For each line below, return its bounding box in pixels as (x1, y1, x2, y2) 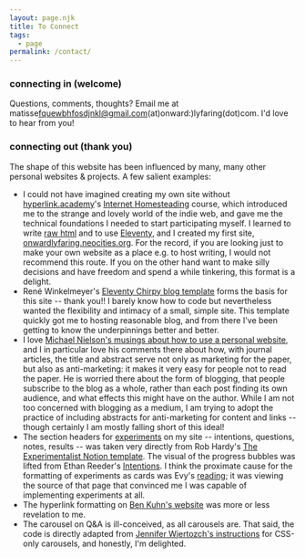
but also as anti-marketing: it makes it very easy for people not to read (22, 363, 287, 374)
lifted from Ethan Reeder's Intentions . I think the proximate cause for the (22, 460, 293, 471)
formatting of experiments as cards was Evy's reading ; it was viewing (22, 469, 284, 480)
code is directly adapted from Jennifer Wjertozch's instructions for (22, 528, 273, 539)
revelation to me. (22, 509, 86, 520)
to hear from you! (9, 118, 75, 129)
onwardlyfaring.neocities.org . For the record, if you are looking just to (22, 237, 284, 247)
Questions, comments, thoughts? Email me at (9, 98, 179, 110)
